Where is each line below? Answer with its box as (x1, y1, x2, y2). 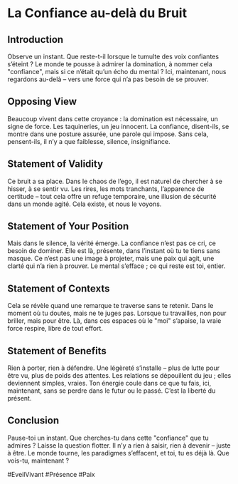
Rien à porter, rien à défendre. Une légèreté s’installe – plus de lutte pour (7, 364, 220, 372)
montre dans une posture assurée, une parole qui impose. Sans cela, (7, 130, 209, 138)
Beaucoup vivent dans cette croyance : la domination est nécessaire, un (7, 114, 218, 123)
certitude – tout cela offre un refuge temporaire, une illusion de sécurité (7, 192, 217, 200)
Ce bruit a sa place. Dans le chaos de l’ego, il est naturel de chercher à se (7, 177, 222, 185)
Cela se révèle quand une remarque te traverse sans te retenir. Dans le (7, 302, 214, 310)
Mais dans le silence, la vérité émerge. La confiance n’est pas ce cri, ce (7, 239, 217, 247)
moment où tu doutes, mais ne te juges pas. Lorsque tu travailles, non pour (7, 309, 227, 318)
